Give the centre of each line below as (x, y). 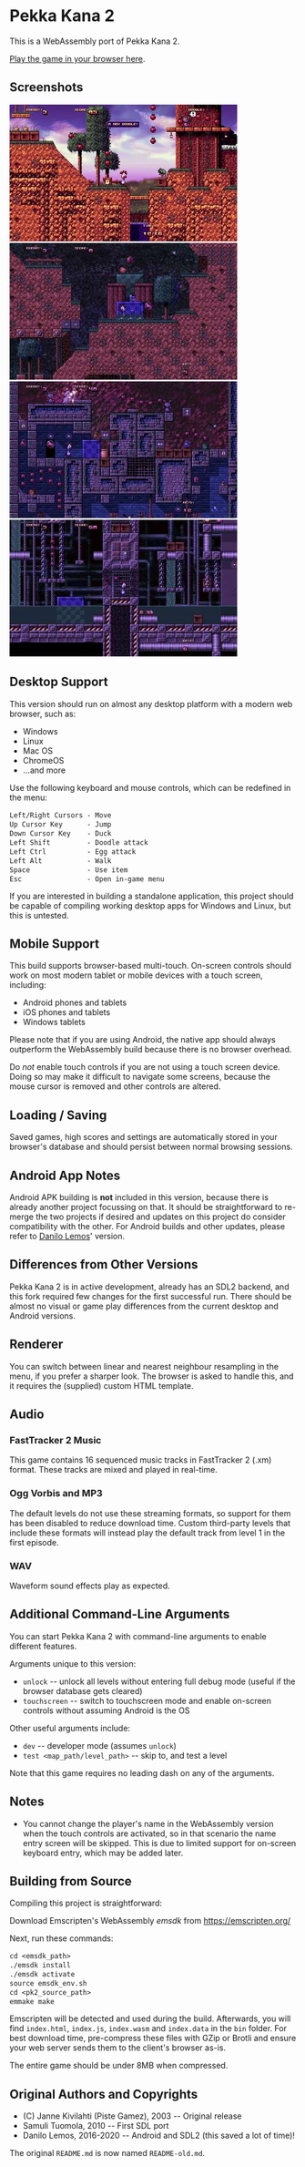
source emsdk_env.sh (49, 1984)
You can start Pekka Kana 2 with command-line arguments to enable (138, 1636)
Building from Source (71, 1881)
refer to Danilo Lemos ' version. (67, 1236)
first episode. (34, 1542)
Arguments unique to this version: (73, 1663)
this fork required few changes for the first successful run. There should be (151, 1296)
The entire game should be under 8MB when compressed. (119, 2066)
